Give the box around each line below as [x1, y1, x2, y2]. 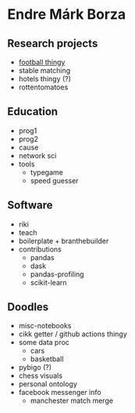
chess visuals [18, 371, 63, 381]
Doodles [7, 300, 49, 314]
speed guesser [30, 176, 79, 185]
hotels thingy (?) [18, 74, 72, 83]
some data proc [18, 338, 69, 347]
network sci [18, 150, 57, 160]
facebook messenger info [18, 388, 102, 397]
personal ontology [18, 379, 77, 389]
